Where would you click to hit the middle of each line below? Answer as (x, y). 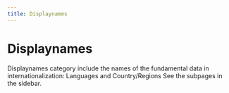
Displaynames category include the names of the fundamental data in (108, 68)
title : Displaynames (38, 14)
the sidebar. (25, 83)
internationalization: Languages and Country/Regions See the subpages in (115, 75)
